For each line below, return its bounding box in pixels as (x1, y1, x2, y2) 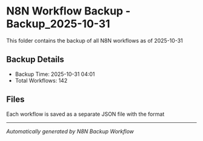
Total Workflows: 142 (14, 77, 68, 84)
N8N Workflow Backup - (6, 4, 131, 18)
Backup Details (6, 54, 65, 64)
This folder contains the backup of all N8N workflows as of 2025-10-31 (6, 37, 183, 44)
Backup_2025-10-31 (6, 17, 111, 31)
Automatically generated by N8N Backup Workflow (6, 128, 134, 135)
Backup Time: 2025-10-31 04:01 (14, 70, 95, 78)
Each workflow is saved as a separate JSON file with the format (6, 110, 165, 117)
